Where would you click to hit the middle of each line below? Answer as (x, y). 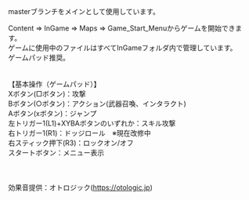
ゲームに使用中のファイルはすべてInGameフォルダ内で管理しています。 (123, 48)
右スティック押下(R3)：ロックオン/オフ (71, 143)
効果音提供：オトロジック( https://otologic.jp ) (80, 187)
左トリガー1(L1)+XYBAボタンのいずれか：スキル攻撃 (92, 123)
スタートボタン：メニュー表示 (56, 153)
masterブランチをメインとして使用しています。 (84, 11)
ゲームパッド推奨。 (39, 58)
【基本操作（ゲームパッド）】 (54, 84)
